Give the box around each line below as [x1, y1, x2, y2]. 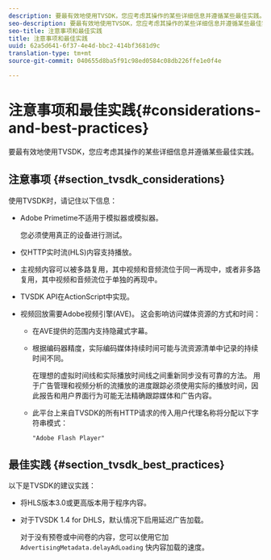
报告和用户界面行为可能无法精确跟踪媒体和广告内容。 [39, 390, 216, 400]
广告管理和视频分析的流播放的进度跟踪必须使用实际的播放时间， [39, 381, 252, 390]
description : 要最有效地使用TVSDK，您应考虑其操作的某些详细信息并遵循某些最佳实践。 [8, 11, 266, 20]
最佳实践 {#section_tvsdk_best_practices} [8, 458, 225, 472]
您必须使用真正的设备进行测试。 [19, 229, 127, 239]
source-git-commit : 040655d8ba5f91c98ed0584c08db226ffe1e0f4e [8, 57, 222, 65]
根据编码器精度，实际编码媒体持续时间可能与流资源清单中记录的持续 [31, 343, 259, 352]
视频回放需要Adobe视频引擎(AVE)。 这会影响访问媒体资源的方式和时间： [19, 309, 261, 318]
